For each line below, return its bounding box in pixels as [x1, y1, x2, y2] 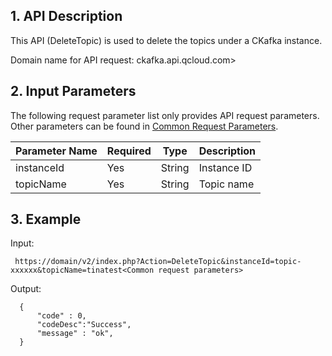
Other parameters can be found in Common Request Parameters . [10, 120, 279, 132]
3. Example [10, 211, 82, 228]
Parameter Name [15, 144, 98, 158]
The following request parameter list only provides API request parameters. [10, 109, 320, 121]
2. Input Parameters [10, 83, 137, 100]
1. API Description [10, 8, 123, 25]
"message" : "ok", [36, 329, 114, 339]
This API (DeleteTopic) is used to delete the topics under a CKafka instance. [10, 34, 323, 46]
